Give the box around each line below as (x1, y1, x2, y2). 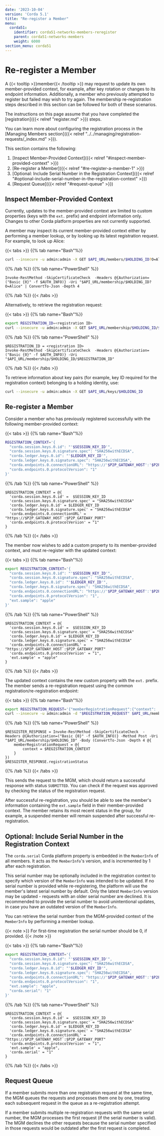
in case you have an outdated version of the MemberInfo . (5, 904, 118, 910)
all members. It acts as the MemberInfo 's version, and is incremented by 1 (5, 858, 151, 864)
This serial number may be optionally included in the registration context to (5, 873, 156, 879)
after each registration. (5, 863, 51, 869)
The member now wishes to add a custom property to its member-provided (5, 542, 157, 548)
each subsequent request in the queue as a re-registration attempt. (5, 1100, 141, 1106)
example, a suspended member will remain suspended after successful (5, 813, 149, 819)
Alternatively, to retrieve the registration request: (5, 302, 102, 308)
